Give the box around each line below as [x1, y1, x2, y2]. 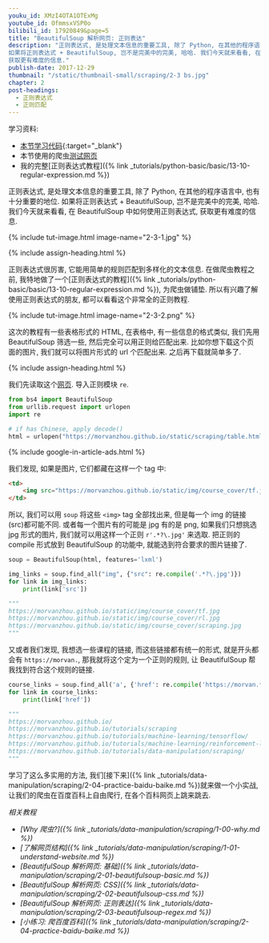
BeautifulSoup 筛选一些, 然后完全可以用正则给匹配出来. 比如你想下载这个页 [8, 337, 255, 347]
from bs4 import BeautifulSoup [8, 395, 113, 404]
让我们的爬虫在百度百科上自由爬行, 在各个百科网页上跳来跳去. [8, 790, 211, 800]
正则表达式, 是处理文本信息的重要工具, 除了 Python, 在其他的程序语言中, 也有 [8, 187, 260, 196]
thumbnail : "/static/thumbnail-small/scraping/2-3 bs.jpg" [8, 71, 210, 79]
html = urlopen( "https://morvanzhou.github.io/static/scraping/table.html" [8, 432, 267, 440]
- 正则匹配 [15, 101, 47, 109]
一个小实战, [221, 780, 259, 789]
